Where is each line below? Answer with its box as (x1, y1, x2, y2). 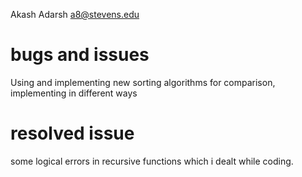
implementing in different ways (10, 87, 138, 99)
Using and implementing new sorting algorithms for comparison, (10, 76, 276, 88)
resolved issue (10, 122, 135, 145)
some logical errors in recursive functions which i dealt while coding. (10, 155, 294, 167)
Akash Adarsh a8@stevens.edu (10, 9, 140, 20)
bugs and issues (10, 44, 150, 66)
